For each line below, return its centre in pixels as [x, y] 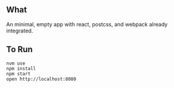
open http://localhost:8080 [41, 79]
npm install [21, 68]
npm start [19, 74]
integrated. [20, 31]
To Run [19, 49]
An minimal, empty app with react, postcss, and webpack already [87, 24]
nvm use [16, 63]
